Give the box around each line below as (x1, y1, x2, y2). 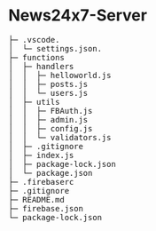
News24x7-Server (8, 5, 148, 26)
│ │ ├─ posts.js (8, 79, 89, 89)
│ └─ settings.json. (8, 44, 103, 53)
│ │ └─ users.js (8, 88, 89, 98)
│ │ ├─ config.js (8, 123, 93, 133)
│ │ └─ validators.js (8, 132, 112, 142)
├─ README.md (8, 195, 66, 204)
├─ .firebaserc (8, 177, 74, 187)
